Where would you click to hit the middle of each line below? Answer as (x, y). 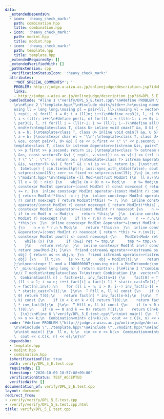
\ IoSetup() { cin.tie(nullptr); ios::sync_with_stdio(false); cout (86, 168)
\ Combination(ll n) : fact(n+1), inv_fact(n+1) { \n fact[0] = (84, 277)
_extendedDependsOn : (30, 14)
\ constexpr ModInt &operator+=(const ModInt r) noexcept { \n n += (87, 209)
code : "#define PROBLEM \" (37, 323)
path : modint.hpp (31, 37)
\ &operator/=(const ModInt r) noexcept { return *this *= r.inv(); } (87, 232)
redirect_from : (20, 396)
